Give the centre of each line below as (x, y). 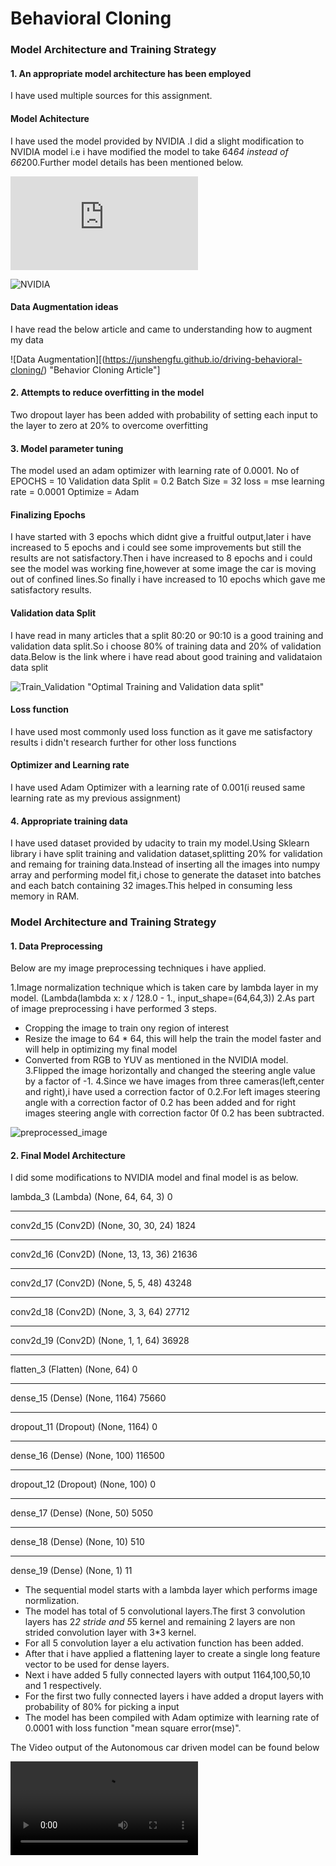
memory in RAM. (45, 896)
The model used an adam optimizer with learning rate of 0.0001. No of (155, 471)
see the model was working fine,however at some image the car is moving (163, 569)
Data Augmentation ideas (64, 307)
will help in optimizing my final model (101, 1049)
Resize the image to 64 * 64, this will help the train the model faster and (173, 1039)
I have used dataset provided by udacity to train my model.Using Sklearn (160, 843)
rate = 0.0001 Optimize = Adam (75, 492)
